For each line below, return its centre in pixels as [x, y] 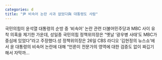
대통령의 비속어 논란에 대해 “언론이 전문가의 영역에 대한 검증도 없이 [78, 46]
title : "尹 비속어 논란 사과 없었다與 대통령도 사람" [52, 14]
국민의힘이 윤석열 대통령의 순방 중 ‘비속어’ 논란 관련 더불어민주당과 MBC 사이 [78, 28]
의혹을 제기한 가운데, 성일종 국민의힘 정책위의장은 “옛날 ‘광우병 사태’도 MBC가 [84, 34]
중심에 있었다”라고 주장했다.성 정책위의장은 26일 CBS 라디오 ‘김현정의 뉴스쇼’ [78, 40]
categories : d [19, 9]
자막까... [22, 52]
